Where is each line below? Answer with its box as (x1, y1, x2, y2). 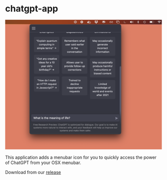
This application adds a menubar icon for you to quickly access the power (5, 154, 157, 160)
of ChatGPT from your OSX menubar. (5, 160, 82, 166)
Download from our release (5, 169, 61, 175)
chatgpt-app (5, 3, 58, 14)
